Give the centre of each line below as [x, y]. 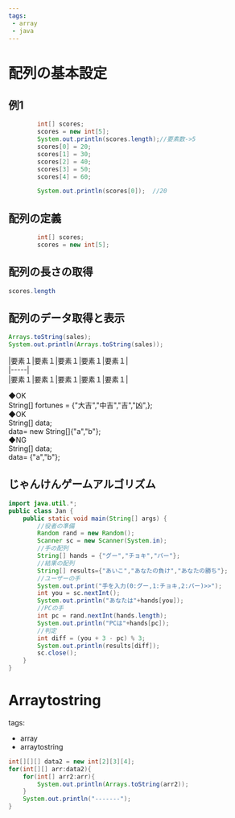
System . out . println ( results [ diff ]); [99, 646]
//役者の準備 [56, 526]
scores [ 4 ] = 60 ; [64, 177]
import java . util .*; [43, 503]
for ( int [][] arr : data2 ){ [50, 769]
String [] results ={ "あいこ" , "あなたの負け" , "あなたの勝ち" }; [133, 571]
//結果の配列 [56, 563]
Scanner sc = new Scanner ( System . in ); [102, 541]
